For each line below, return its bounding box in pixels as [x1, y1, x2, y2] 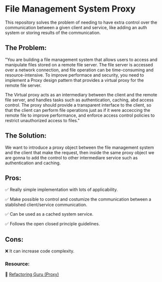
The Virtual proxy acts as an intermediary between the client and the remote [5, 92, 158, 97]
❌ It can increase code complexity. [5, 248, 75, 254]
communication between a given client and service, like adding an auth [5, 24, 147, 30]
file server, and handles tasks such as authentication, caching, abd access [5, 97, 154, 103]
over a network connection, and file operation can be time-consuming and [5, 67, 154, 73]
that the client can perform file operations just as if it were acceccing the [5, 107, 150, 113]
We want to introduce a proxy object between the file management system [5, 144, 154, 150]
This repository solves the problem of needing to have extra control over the [5, 19, 158, 25]
